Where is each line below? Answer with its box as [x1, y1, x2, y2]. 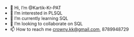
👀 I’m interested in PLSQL [10, 10, 63, 16]
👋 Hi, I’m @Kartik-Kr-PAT [10, 5, 61, 10]
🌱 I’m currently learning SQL [10, 15, 69, 21]
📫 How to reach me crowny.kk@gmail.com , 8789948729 [10, 26, 129, 32]
